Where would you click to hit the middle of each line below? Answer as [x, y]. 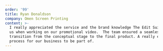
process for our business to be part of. [52, 41]
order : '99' [17, 9]
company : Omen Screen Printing [37, 18]
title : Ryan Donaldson [28, 14]
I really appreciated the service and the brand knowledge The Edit [80, 28]
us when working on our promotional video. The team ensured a [76, 32]
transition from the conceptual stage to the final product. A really [82, 37]
